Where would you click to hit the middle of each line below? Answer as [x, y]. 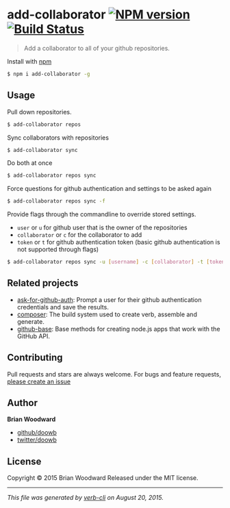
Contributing [35, 358]
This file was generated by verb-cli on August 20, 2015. [86, 498]
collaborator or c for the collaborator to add [79, 235]
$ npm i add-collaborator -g [49, 74]
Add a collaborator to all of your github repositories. [97, 48]
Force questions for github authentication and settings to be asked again [110, 189]
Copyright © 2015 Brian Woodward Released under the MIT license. [103, 478]
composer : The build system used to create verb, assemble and [107, 314]
